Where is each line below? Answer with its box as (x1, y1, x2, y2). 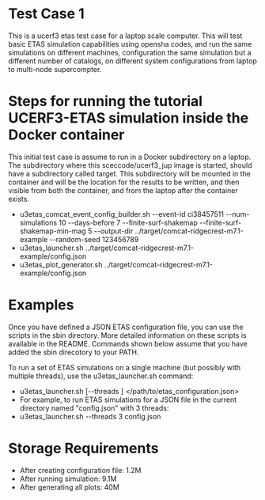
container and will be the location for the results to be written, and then (8, 177, 240, 187)
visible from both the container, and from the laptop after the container (8, 185, 239, 195)
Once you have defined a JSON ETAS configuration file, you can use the (8, 322, 244, 331)
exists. (8, 194, 30, 203)
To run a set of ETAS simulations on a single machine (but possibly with (8, 362, 241, 372)
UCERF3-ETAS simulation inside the (8, 109, 249, 127)
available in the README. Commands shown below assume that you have (8, 339, 248, 348)
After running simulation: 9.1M (19, 474, 117, 483)
